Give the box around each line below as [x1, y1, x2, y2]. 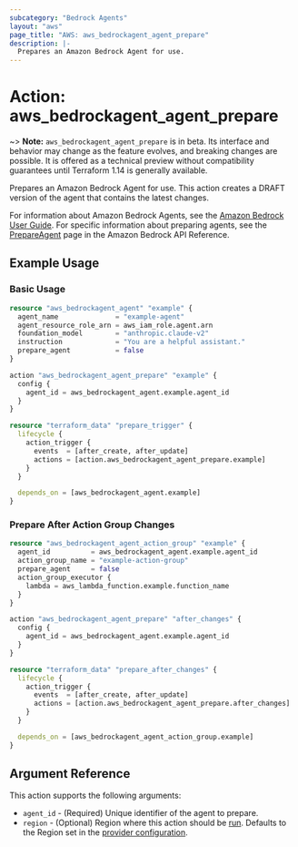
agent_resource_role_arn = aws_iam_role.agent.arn [17, 321, 214, 330]
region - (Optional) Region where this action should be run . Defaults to [22, 817, 287, 829]
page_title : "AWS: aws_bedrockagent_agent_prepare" [9, 30, 209, 39]
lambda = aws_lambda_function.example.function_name [25, 581, 230, 590]
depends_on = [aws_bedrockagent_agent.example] [17, 488, 202, 497]
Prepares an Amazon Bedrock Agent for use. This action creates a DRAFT [9, 183, 286, 194]
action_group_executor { [17, 573, 112, 582]
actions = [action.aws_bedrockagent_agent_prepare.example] [33, 454, 266, 464]
